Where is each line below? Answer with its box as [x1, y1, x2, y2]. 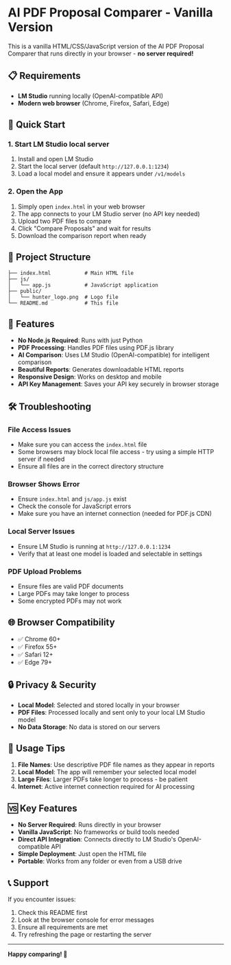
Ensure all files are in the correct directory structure [17, 462, 164, 470]
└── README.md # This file [8, 300, 119, 307]
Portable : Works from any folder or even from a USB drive [17, 857, 182, 866]
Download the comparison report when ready [17, 231, 147, 239]
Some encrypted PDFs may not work [17, 597, 122, 605]
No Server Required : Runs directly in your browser [17, 821, 162, 829]
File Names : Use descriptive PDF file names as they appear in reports [17, 761, 215, 769]
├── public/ [8, 287, 42, 294]
